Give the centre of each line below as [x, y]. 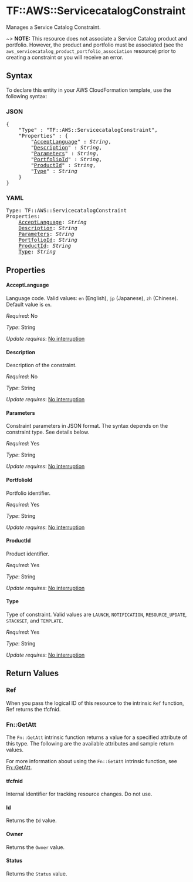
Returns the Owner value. [35, 847]
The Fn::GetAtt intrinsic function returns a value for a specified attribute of [97, 737]
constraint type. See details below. [48, 432]
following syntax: [27, 96]
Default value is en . [29, 304]
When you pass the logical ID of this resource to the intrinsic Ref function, [95, 703]
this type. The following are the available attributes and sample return [90, 743]
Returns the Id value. [31, 821]
